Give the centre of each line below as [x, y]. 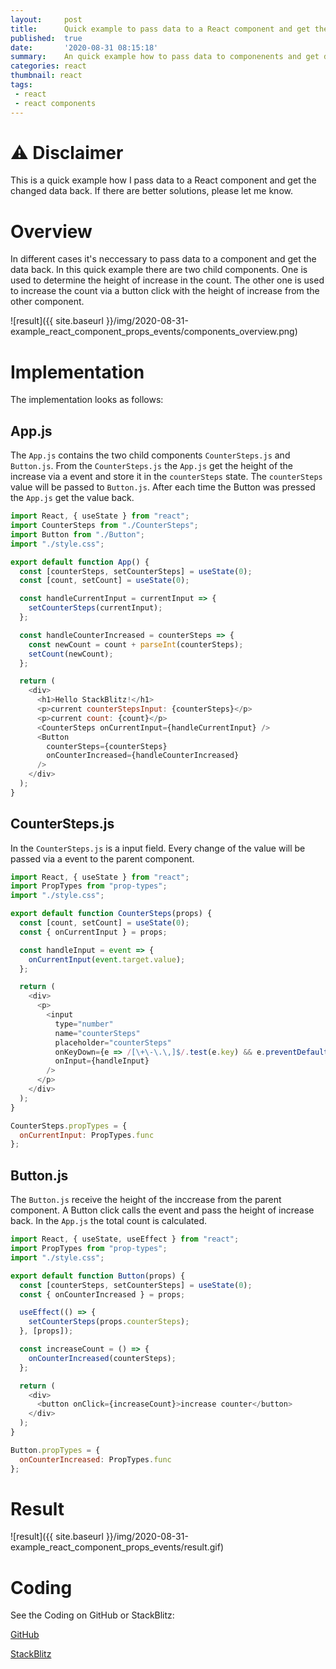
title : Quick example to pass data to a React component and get [160, 29]
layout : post [46, 19]
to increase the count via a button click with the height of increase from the [165, 291]
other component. [47, 302]
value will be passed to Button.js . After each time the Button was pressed [163, 487]
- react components [55, 103]
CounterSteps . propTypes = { [69, 1126]
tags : [21, 85]
